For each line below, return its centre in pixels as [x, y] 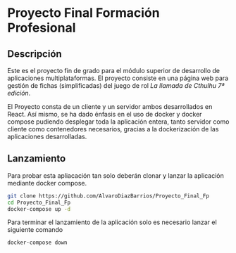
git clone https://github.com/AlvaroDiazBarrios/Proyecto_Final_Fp [108, 196]
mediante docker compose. [47, 183]
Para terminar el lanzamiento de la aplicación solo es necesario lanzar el [112, 222]
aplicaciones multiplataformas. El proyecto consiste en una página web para [118, 78]
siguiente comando [35, 230]
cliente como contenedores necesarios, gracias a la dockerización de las [113, 129]
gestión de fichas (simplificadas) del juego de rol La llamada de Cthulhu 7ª [116, 85]
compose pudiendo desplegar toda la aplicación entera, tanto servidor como [118, 122]
